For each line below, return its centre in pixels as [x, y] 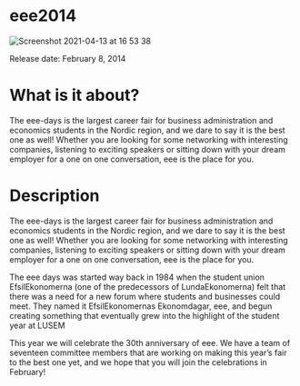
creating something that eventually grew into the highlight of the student [145, 315]
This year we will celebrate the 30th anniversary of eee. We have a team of [150, 342]
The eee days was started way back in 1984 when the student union [137, 277]
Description [55, 196]
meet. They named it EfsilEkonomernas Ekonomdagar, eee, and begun [141, 306]
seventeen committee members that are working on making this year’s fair [148, 352]
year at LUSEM [37, 325]
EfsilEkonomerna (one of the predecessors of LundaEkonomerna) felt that [148, 286]
